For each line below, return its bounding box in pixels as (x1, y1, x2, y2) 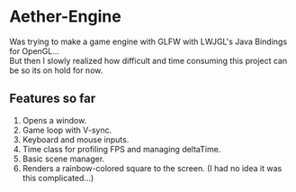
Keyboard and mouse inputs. (22, 133, 130, 145)
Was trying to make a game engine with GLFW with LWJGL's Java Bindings (9, 36, 288, 47)
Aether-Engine (9, 6, 121, 27)
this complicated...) (22, 172, 94, 183)
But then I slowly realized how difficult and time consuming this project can (9, 55, 288, 66)
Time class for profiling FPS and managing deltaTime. (22, 143, 221, 154)
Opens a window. (22, 114, 87, 125)
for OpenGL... (9, 45, 60, 56)
